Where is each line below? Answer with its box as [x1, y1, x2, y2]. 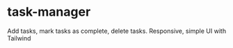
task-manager [7, 4, 91, 20]
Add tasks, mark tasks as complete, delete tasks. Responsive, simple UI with [7, 27, 227, 35]
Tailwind [7, 34, 31, 42]
